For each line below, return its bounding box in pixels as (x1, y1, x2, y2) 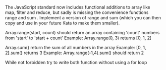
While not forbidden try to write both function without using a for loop (5, 60, 147, 65)
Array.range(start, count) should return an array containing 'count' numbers (5, 30, 160, 35)
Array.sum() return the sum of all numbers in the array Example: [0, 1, (5, 45, 146, 50)
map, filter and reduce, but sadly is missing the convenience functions (5, 9, 149, 15)
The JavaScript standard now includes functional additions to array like (5, 4, 151, 10)
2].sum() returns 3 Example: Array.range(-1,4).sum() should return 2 (5, 50, 144, 56)
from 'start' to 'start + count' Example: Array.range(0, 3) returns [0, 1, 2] (5, 35, 152, 41)
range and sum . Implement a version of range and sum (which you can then (5, 15, 161, 20)
